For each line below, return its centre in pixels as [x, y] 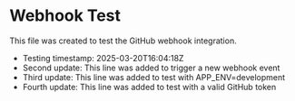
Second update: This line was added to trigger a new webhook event [151, 68]
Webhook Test [65, 16]
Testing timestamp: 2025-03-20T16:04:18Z [103, 58]
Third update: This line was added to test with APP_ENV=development [154, 77]
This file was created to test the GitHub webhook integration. [123, 41]
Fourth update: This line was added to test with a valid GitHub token [149, 87]
